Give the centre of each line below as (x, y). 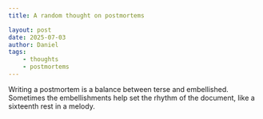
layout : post (30, 30)
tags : (17, 52)
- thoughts (41, 59)
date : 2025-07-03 (37, 37)
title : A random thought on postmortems (77, 15)
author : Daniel (34, 44)
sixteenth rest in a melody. (52, 106)
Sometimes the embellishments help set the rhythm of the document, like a (132, 98)
